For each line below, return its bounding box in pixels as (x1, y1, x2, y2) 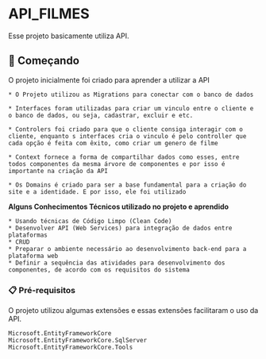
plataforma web (8, 252, 59, 260)
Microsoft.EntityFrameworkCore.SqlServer (8, 337, 148, 345)
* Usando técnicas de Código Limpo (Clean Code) (8, 217, 172, 225)
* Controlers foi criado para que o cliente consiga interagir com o (8, 125, 244, 133)
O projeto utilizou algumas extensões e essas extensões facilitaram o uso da (8, 306, 259, 315)
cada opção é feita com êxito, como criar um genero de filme (8, 139, 218, 147)
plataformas (8, 231, 48, 239)
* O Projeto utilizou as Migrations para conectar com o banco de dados (8, 91, 254, 98)
